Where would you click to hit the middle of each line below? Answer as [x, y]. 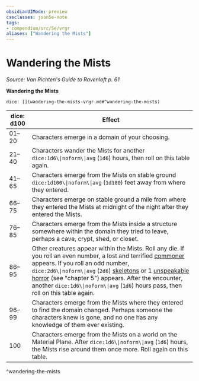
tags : [13, 23]
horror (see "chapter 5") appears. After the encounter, [107, 278]
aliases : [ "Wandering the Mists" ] [49, 34]
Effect [111, 120]
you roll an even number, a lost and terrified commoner [108, 256]
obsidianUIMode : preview [37, 12]
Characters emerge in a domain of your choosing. [101, 137]
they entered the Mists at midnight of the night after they [110, 207]
